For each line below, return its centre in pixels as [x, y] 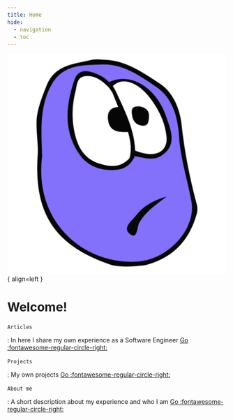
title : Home [24, 15]
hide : [15, 22]
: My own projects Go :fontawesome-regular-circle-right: [89, 375]
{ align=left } [25, 279]
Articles [20, 327]
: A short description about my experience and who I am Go [93, 402]
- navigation [32, 29]
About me [20, 389]
